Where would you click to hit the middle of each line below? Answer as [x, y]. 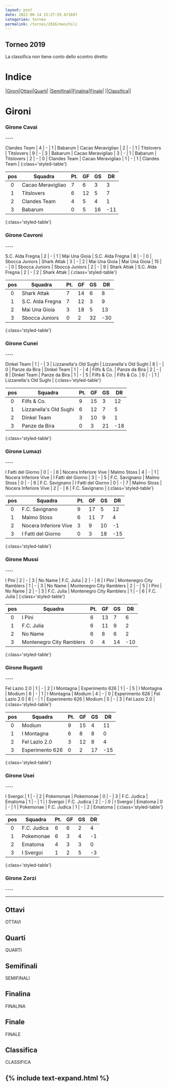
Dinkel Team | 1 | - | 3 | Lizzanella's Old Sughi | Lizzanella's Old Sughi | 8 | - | [84, 364]
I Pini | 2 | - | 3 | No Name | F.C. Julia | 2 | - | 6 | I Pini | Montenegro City [79, 580]
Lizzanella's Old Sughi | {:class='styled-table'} [53, 380]
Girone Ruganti [24, 667]
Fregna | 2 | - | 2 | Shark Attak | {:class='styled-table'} [61, 272]
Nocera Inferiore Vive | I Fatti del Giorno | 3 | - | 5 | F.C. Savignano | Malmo [82, 477]
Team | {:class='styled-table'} [36, 164]
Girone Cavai [21, 127]
